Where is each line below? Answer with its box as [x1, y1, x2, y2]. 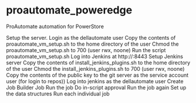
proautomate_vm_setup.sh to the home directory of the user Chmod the [6, 40, 179, 47]
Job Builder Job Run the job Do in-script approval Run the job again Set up [6, 84, 187, 91]
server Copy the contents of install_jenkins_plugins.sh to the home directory [6, 59, 191, 66]
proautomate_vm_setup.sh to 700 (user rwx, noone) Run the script [6, 46, 166, 53]
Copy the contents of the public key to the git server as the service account [6, 71, 189, 78]
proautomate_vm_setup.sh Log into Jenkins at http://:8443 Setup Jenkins [6, 53, 184, 60]
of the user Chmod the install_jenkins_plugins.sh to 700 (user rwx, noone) [6, 65, 185, 72]
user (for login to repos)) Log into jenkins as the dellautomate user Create [6, 77, 184, 85]
